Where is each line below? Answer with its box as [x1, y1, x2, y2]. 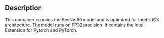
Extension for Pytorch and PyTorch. [5, 27, 78, 33]
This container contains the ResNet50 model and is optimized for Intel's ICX [5, 17, 160, 22]
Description [5, 4, 42, 12]
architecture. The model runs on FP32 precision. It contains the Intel [5, 22, 144, 28]
